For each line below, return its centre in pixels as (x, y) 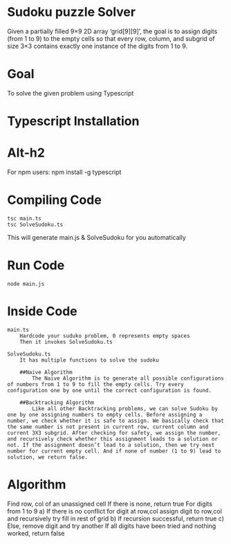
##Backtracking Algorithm (57, 403)
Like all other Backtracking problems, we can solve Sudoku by (125, 409)
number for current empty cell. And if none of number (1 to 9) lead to (114, 451)
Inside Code (42, 312)
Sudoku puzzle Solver (72, 12)
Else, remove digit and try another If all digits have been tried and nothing (112, 526)
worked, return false (36, 533)
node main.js (26, 284)
